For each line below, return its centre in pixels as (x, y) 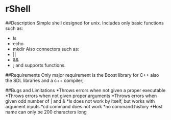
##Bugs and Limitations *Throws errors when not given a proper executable (86, 90)
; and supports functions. (39, 65)
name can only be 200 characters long (46, 112)
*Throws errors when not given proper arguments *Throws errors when (81, 96)
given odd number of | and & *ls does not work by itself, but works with (80, 101)
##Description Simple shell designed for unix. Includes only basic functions (85, 23)
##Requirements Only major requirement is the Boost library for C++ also (82, 75)
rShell (18, 9)
